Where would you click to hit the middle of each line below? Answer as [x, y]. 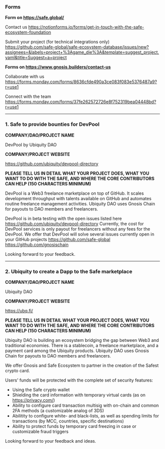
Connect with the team [28, 96]
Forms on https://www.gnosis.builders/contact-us [58, 67]
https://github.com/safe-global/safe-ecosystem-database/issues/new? [77, 47]
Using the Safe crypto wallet [41, 389]
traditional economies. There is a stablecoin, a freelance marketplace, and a [82, 345]
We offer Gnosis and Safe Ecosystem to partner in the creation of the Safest [82, 365]
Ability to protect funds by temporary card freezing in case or [74, 426]
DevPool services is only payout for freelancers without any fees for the [78, 229]
